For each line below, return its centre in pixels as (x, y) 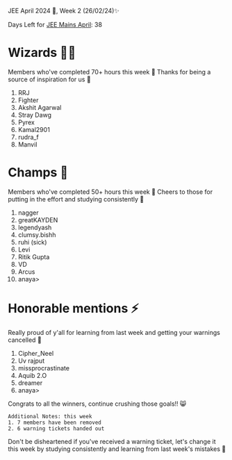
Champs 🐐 (38, 173)
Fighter (28, 100)
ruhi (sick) (32, 242)
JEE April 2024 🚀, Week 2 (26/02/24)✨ (64, 11)
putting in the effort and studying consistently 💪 (76, 199)
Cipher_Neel (36, 353)
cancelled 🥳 (25, 340)
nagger (28, 213)
